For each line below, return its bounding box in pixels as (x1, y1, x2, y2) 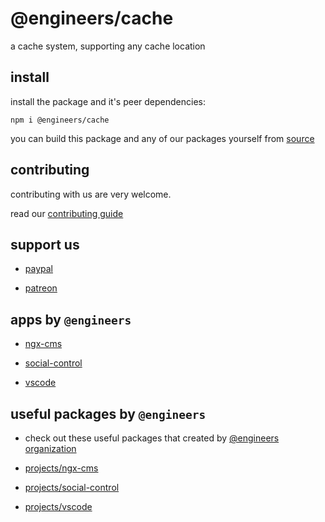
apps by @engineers (10, 311, 132, 328)
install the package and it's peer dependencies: (10, 95, 206, 107)
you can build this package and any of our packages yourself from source (10, 132, 315, 144)
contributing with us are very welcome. (10, 188, 172, 200)
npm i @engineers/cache (10, 115, 110, 125)
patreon (24, 282, 58, 294)
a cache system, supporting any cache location (10, 40, 206, 52)
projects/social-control (24, 482, 120, 493)
